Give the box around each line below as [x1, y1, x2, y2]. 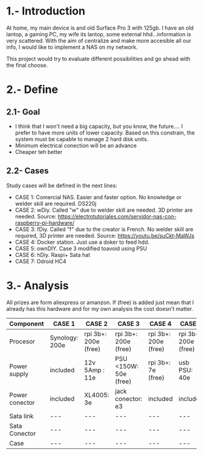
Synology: [50, 333, 79, 342]
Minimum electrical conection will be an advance [14, 142, 137, 149]
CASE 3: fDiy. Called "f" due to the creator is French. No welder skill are [14, 225, 194, 233]
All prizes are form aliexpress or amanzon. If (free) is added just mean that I [6, 299, 195, 306]
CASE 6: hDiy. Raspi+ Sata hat [14, 251, 91, 258]
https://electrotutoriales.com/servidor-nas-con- [57, 212, 177, 220]
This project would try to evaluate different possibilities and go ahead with [6, 55, 191, 62]
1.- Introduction [6, 4, 86, 18]
